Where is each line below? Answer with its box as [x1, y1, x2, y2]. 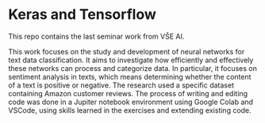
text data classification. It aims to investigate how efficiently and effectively [8, 55, 254, 65]
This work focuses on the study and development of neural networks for [8, 47, 245, 56]
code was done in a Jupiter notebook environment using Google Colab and [8, 97, 254, 106]
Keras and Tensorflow [8, 6, 157, 24]
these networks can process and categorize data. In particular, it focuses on [8, 63, 258, 73]
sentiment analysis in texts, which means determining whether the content [8, 72, 252, 81]
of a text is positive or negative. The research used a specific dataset [8, 80, 234, 90]
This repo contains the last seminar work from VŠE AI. [8, 32, 185, 41]
